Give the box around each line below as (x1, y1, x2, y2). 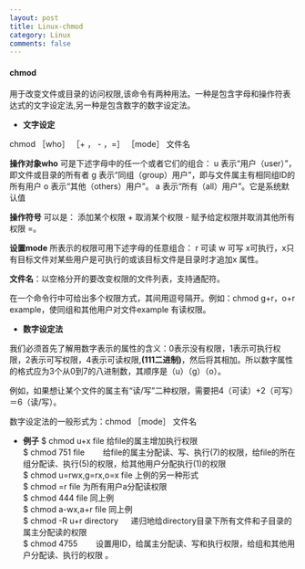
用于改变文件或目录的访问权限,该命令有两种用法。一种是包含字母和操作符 (9, 89, 284, 100)
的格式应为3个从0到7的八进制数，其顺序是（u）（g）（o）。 (9, 366, 226, 377)
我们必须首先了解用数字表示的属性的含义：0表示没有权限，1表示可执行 (9, 343, 273, 354)
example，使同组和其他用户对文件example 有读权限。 (9, 304, 211, 315)
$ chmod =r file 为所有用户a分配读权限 (22, 481, 168, 492)
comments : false (9, 38, 71, 48)
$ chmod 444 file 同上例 (22, 492, 115, 503)
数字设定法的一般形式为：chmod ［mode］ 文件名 (9, 416, 198, 427)
